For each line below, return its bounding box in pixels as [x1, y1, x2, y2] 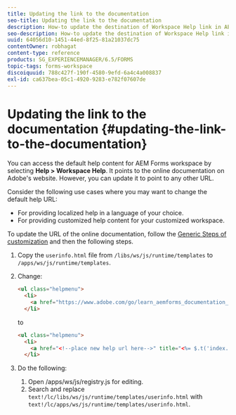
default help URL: [7, 195, 58, 204]
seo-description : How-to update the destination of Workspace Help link [7, 30, 225, 37]
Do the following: [17, 364, 67, 373]
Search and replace [27, 385, 85, 394]
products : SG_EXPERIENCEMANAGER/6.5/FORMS [7, 56, 133, 63]
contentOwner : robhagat [7, 43, 77, 50]
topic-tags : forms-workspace [7, 63, 93, 70]
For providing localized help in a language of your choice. [17, 209, 184, 217]
